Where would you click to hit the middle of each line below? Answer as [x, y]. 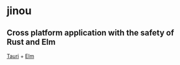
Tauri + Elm [21, 56]
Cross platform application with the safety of [90, 33]
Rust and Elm [31, 42]
